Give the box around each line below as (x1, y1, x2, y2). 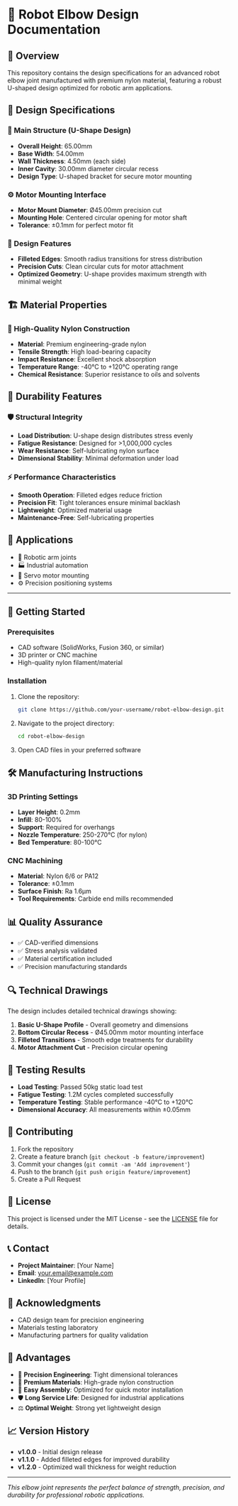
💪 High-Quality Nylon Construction (7, 323, 130, 333)
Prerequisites (7, 627, 55, 637)
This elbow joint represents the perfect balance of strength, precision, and (7, 1483, 225, 1491)
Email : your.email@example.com (17, 1269, 113, 1277)
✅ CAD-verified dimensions (17, 938, 99, 947)
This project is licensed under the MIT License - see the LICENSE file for (7, 1214, 218, 1223)
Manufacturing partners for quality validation (17, 1331, 149, 1340)
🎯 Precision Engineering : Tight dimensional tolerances (17, 1370, 178, 1379)
